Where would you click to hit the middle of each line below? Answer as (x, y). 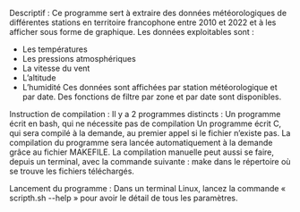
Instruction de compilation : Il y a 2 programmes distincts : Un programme (145, 114)
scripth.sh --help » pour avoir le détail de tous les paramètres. (124, 198)
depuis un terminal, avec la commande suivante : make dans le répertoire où (150, 161)
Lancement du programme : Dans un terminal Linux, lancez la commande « (148, 188)
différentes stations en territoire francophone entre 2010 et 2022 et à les (143, 22)
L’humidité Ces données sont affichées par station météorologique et (150, 87)
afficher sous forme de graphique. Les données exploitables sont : (132, 32)
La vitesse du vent (56, 68)
